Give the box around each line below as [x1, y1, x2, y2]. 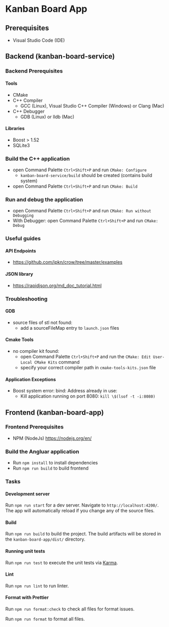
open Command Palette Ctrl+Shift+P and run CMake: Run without [12, 208, 152, 214]
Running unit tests [5, 548, 45, 554]
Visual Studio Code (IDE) [12, 37, 65, 43]
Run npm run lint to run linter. [5, 582, 69, 589]
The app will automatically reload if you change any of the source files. [5, 508, 155, 514]
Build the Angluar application [5, 448, 79, 455]
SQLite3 [12, 142, 30, 148]
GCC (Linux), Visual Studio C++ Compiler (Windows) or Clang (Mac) [20, 102, 165, 109]
